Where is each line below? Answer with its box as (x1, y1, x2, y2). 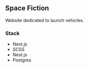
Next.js (12, 41, 28, 47)
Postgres (12, 57, 32, 63)
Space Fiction (5, 4, 49, 12)
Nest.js (12, 52, 28, 58)
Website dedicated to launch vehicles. (5, 17, 84, 23)
